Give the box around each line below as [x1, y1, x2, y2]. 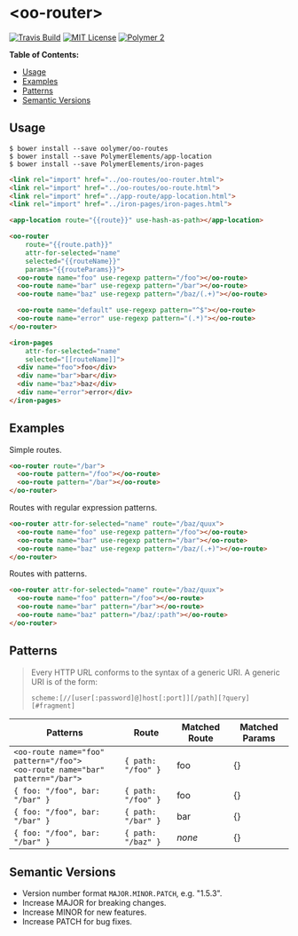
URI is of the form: [30, 676, 98, 686]
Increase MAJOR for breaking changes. [21, 898, 167, 908]
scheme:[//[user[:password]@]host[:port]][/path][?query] [30, 694, 250, 702]
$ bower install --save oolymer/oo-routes [9, 144, 169, 153]
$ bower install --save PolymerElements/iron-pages [9, 159, 204, 169]
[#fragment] [30, 701, 75, 710]
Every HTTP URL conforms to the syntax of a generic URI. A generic [30, 667, 281, 678]
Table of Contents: [9, 49, 80, 59]
